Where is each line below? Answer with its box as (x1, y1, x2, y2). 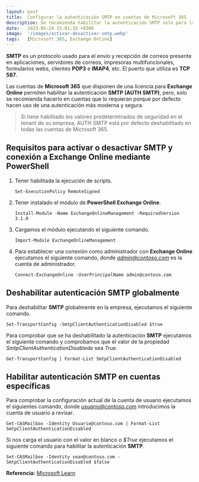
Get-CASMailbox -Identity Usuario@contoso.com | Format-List (6, 421, 161, 427)
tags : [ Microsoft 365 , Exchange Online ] (6, 36, 113, 42)
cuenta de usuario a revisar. (6, 409, 74, 416)
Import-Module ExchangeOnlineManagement (14, 237, 116, 243)
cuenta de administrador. (14, 260, 76, 267)
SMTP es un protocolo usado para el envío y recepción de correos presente (6, 53, 192, 59)
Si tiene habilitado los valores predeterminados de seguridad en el (20, 113, 182, 120)
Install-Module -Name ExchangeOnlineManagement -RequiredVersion (14, 210, 179, 216)
